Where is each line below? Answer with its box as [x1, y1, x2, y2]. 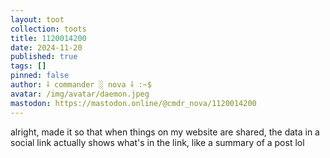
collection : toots [10, 24, 87, 34]
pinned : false [10, 71, 70, 81]
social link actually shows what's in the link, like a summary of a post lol [10, 136, 305, 148]
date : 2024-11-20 [10, 42, 83, 53]
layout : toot [10, 14, 65, 25]
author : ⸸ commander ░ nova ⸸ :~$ [10, 80, 152, 90]
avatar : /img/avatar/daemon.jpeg [10, 89, 150, 99]
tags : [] [10, 61, 47, 71]
